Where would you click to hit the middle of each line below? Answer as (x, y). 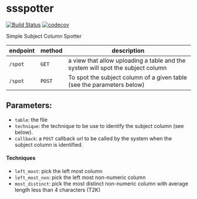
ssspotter (30, 9)
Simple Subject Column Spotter (44, 36)
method (51, 50)
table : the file (31, 120)
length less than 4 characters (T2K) (57, 190)
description (128, 50)
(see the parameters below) (106, 85)
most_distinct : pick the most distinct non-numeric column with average (101, 183)
